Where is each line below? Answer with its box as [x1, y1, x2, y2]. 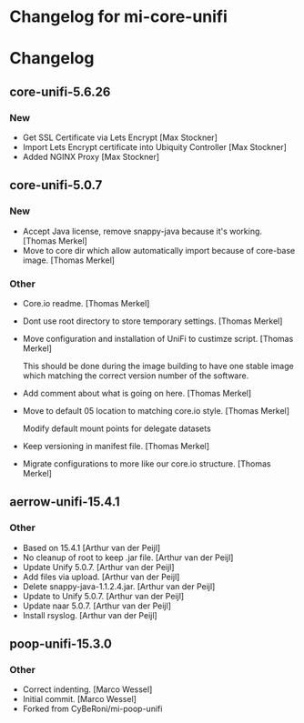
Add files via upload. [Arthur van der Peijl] [22, 571, 180, 582]
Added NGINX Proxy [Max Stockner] [22, 152, 160, 163]
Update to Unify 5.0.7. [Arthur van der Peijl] [22, 590, 185, 601]
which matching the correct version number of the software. [22, 370, 249, 381]
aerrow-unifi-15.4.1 [9, 494, 120, 510]
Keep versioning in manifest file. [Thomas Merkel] [22, 441, 210, 452]
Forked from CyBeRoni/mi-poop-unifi [22, 703, 163, 715]
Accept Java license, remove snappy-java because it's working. [22, 226, 262, 236]
